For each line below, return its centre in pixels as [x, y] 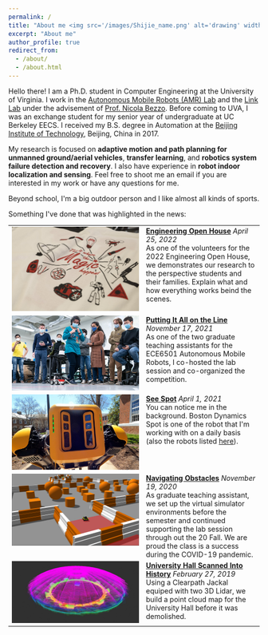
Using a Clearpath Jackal [187, 582]
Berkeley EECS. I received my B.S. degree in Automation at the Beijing [123, 125]
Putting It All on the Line [187, 319]
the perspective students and [194, 273]
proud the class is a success [193, 546]
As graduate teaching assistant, [198, 495]
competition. [167, 379]
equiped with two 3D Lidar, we [196, 591]
